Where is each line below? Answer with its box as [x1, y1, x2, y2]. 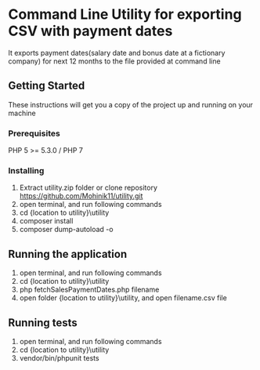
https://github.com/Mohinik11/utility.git [19, 191, 143, 201]
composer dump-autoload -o [19, 225, 114, 234]
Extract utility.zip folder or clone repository [19, 183, 158, 193]
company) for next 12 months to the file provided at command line [8, 56, 221, 66]
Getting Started [8, 79, 85, 92]
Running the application [8, 247, 128, 260]
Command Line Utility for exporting [8, 5, 242, 24]
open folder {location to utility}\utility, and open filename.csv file [19, 293, 227, 303]
